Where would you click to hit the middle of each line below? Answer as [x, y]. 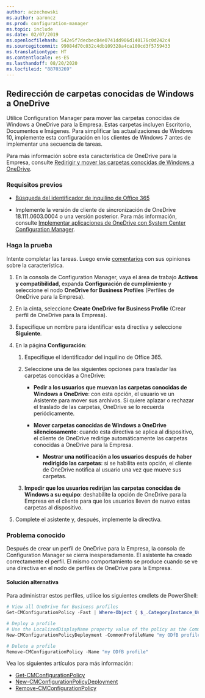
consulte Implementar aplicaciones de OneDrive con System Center [100, 223]
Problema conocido [36, 535]
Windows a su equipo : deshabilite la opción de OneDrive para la [106, 494]
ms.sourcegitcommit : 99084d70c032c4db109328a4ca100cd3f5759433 [88, 47]
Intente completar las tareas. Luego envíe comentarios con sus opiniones [99, 258]
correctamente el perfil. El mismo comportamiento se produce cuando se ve [102, 561]
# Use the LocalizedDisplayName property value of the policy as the [97, 629]
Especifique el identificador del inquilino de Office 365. [93, 357]
